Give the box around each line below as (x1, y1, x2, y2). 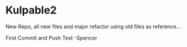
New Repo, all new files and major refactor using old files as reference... (5, 23, 181, 30)
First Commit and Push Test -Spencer (5, 34, 98, 41)
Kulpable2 (5, 4, 57, 17)
